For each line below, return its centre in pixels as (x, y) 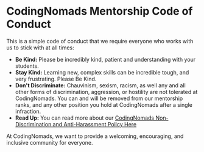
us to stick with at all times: (40, 48)
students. (27, 66)
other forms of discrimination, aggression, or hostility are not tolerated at (106, 92)
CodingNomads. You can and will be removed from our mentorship (99, 98)
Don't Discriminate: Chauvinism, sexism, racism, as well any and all (100, 85)
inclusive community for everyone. (50, 142)
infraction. (28, 111)
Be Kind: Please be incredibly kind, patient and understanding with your (105, 59)
